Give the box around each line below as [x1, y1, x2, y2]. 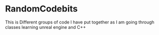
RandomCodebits [5, 3, 78, 14]
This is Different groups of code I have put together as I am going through [5, 19, 155, 25]
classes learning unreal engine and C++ [5, 24, 86, 30]
